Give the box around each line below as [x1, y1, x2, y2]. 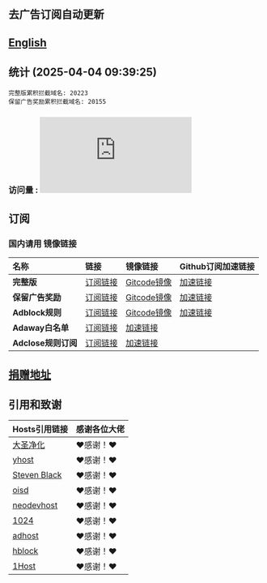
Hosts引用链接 [12, 424, 69, 435]
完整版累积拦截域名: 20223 [8, 88, 89, 97]
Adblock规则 [12, 307, 62, 319]
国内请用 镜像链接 [8, 238, 77, 249]
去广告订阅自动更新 [8, 7, 104, 22]
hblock [12, 546, 39, 557]
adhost [12, 530, 39, 542]
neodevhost [12, 499, 58, 511]
